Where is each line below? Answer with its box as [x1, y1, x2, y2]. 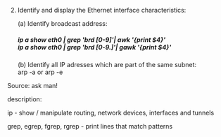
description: [7, 94, 42, 103]
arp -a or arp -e [17, 68, 63, 76]
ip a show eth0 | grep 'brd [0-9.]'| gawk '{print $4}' [17, 43, 172, 51]
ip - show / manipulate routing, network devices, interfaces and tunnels [7, 108, 215, 117]
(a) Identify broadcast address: [17, 20, 108, 27]
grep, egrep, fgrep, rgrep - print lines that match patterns [7, 122, 173, 130]
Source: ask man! [7, 81, 58, 89]
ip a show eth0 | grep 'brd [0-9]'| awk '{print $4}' [17, 35, 166, 44]
